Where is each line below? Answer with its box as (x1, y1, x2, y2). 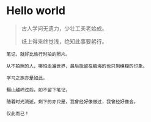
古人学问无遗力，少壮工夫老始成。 (21, 25, 108, 32)
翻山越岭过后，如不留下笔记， (6, 86, 70, 93)
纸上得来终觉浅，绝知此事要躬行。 (21, 37, 108, 45)
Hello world (6, 4, 66, 18)
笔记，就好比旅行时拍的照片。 (6, 51, 70, 57)
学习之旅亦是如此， (6, 75, 48, 81)
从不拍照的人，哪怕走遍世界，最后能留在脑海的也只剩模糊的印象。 (6, 63, 148, 69)
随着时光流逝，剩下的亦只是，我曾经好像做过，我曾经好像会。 (6, 99, 139, 105)
